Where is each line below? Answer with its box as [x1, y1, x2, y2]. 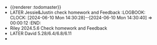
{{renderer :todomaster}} [9, 4, 61, 10]
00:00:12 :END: [9, 20, 41, 26]
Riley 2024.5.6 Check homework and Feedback [9, 25, 107, 31]
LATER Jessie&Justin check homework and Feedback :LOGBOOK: [9, 9, 146, 15]
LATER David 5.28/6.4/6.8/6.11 [9, 31, 72, 36]
